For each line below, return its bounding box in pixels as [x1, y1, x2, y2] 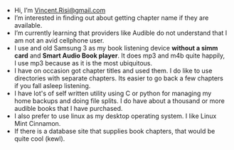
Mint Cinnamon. [14, 119, 61, 127]
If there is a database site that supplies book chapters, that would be [14, 127, 216, 135]
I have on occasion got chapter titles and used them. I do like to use [14, 67, 213, 75]
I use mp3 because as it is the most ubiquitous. [14, 59, 153, 67]
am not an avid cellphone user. [14, 36, 105, 45]
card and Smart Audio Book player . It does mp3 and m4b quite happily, [14, 51, 225, 60]
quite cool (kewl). [14, 134, 65, 143]
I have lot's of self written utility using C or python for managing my [14, 89, 212, 97]
